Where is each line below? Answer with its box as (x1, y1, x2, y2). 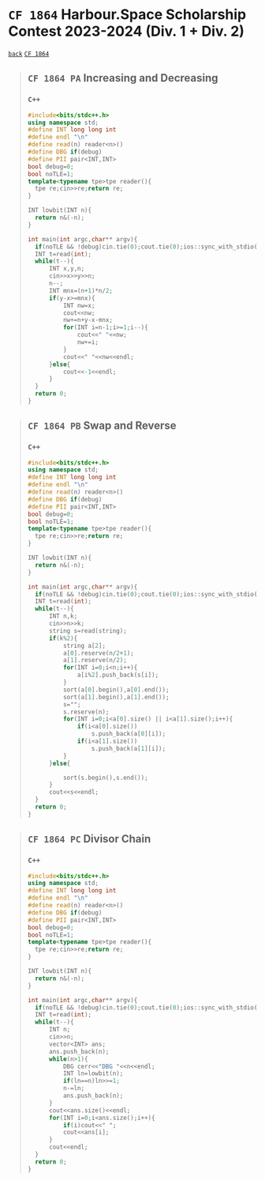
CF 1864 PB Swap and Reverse (27, 419, 177, 433)
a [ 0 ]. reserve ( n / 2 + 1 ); (62, 649, 134, 657)
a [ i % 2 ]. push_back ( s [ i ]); (77, 671, 159, 679)
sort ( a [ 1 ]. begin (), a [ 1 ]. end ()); (62, 693, 170, 701)
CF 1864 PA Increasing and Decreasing (27, 71, 218, 85)
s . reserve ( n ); (62, 708, 110, 716)
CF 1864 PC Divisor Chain (27, 832, 151, 846)
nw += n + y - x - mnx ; (62, 316, 113, 324)
